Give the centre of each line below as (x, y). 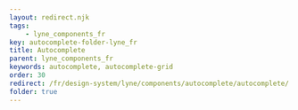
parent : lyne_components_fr (62, 59)
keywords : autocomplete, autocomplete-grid (91, 67)
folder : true (33, 91)
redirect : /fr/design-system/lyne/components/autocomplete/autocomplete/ (149, 83)
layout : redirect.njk (50, 17)
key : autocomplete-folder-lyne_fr (74, 42)
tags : (19, 26)
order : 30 (28, 75)
